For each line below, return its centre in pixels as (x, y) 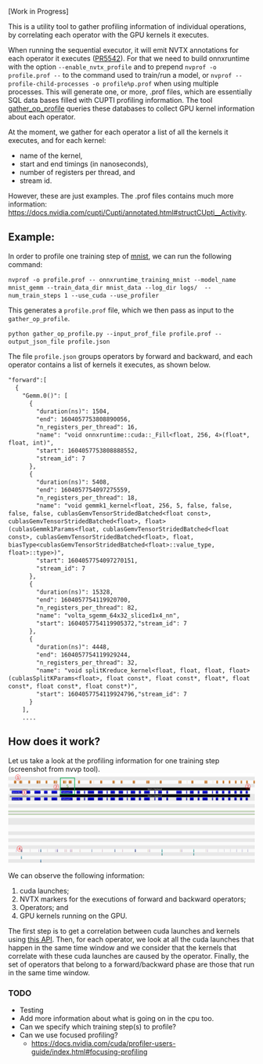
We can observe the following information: (76, 876)
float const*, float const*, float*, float (178, 678)
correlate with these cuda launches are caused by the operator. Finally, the (128, 956)
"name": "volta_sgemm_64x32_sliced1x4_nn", (108, 616)
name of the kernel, (51, 155)
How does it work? (54, 742)
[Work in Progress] (38, 11)
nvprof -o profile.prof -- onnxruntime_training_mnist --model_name (122, 280)
